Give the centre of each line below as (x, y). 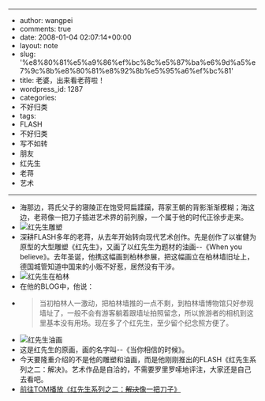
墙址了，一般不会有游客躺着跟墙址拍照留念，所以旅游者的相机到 (143, 313)
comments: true (45, 29)
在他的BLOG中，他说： (57, 286)
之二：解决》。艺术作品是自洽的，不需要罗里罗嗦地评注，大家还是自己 (139, 369)
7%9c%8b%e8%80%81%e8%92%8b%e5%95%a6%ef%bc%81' (127, 71)
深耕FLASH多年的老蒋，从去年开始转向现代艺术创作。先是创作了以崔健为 (138, 237)
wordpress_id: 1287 (51, 89)
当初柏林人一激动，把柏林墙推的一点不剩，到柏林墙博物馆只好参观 (146, 303)
